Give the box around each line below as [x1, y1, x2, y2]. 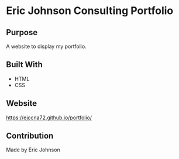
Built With [6, 60, 43, 70]
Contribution [6, 131, 54, 141]
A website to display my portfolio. [6, 43, 87, 50]
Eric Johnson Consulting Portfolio [6, 4, 174, 18]
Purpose [6, 27, 38, 37]
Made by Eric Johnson [6, 146, 60, 153]
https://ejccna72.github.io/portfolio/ [6, 114, 92, 121]
